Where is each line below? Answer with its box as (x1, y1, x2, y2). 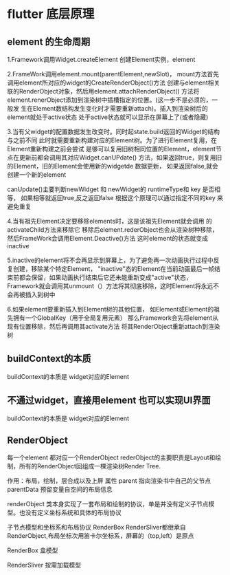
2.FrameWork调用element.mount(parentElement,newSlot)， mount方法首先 (7, 70, 220, 78)
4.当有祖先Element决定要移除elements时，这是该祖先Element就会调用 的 (7, 217, 213, 225)
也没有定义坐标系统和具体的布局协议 (19, 508, 122, 517)
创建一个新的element (7, 171, 67, 179)
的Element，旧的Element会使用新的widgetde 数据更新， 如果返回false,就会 (7, 162, 218, 170)
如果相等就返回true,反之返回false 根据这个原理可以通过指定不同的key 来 (20, 194, 224, 202)
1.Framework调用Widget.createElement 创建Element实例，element (7, 56, 196, 63)
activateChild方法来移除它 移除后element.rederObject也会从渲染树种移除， (7, 226, 218, 234)
